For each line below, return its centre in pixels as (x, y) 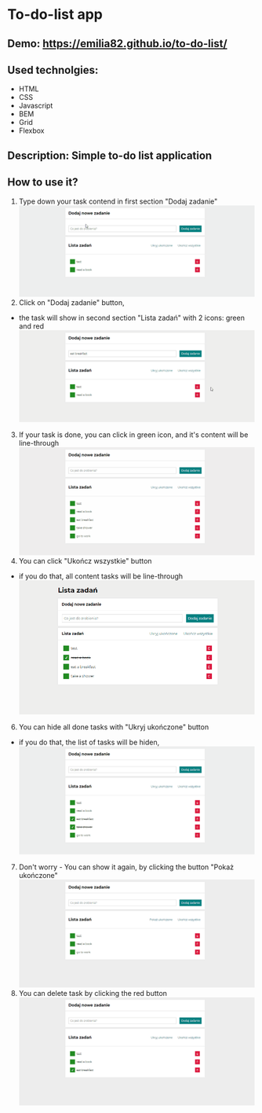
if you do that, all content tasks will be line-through (101, 576)
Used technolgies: (53, 70)
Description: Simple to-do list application (110, 155)
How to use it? (43, 182)
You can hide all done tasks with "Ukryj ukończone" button (114, 727)
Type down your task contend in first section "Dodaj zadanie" (118, 201)
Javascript (36, 106)
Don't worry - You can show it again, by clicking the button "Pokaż (126, 867)
